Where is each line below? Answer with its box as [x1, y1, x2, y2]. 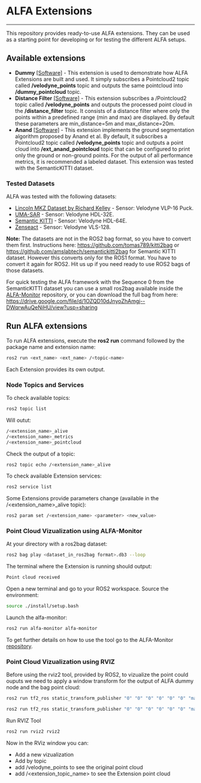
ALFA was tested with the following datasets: [6, 193, 117, 200]
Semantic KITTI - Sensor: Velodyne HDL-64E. [14, 217, 127, 225]
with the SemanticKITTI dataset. [14, 164, 94, 172]
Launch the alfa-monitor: [6, 614, 68, 621]
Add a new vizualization [14, 751, 74, 758]
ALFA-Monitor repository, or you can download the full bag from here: [6, 291, 178, 298]
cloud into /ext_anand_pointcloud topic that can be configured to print [14, 145, 190, 152]
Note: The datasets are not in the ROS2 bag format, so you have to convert [6, 235, 191, 243]
